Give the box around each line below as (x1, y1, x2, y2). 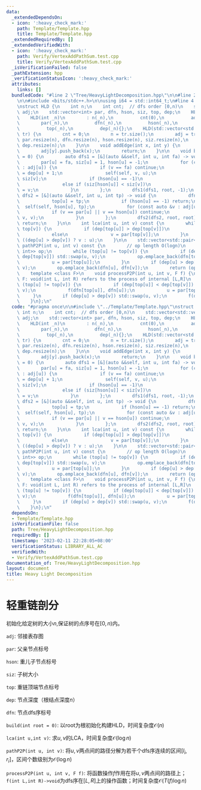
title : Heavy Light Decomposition (6, 571, 93, 577)
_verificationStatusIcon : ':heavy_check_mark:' (11, 75, 133, 81)
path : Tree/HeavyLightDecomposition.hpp (11, 526, 114, 533)
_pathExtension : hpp (11, 70, 63, 76)
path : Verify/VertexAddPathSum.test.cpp (17, 53, 119, 59)
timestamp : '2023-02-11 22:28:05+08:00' (11, 538, 114, 544)
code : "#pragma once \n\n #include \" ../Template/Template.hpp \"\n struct (11, 304, 194, 310)
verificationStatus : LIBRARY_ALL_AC (11, 543, 103, 549)
